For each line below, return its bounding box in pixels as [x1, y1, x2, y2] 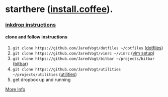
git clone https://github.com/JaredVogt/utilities [12, 67, 121, 72]
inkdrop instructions [5, 21, 56, 28]
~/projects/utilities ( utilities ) [12, 71, 77, 77]
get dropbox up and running [12, 76, 71, 83]
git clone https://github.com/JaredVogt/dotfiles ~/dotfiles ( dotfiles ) [12, 45, 163, 51]
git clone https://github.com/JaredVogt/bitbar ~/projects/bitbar [12, 56, 155, 61]
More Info [5, 86, 26, 92]
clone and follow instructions [5, 33, 68, 39]
